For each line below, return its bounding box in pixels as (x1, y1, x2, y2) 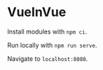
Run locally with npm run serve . (7, 41, 97, 49)
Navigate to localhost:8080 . (7, 54, 88, 63)
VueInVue (7, 4, 67, 20)
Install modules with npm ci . (7, 27, 88, 36)
